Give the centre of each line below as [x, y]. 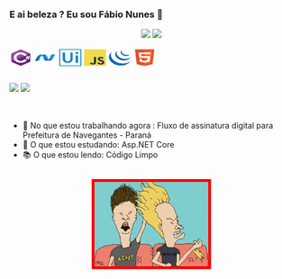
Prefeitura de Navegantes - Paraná [86, 135]
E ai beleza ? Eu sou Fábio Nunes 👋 [86, 14]
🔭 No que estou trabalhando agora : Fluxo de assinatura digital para [148, 125]
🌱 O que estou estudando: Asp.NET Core [98, 144]
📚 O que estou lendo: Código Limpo [90, 154]
